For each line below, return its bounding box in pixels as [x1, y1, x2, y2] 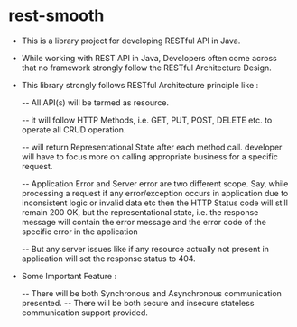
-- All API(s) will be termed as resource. [21, 96, 169, 108]
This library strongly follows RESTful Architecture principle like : [21, 79, 259, 90]
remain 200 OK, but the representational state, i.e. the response [21, 206, 259, 217]
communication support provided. [21, 307, 148, 318]
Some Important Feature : [21, 270, 117, 281]
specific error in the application [21, 226, 139, 237]
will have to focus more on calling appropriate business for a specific [21, 150, 279, 162]
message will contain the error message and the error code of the [21, 216, 267, 227]
